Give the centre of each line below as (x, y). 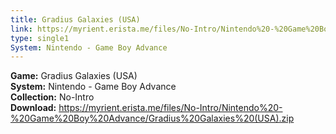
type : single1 (40, 38)
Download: (33, 108)
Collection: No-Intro (52, 97)
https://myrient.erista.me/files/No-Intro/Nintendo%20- (170, 108)
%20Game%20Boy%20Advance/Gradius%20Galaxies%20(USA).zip (152, 118)
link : (21, 29)
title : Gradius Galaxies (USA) (75, 19)
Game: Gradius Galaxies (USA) (74, 76)
